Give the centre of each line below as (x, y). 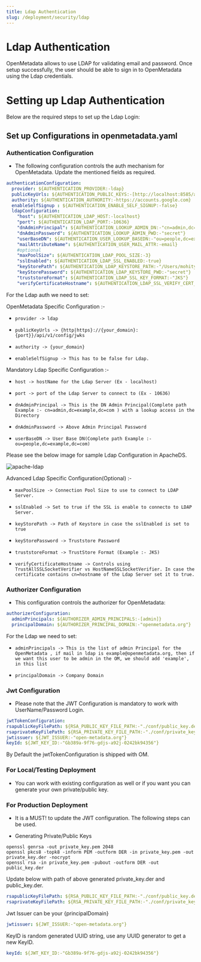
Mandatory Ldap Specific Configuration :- (58, 369)
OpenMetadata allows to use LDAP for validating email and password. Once (99, 63)
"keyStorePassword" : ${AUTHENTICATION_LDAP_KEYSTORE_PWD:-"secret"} (104, 272)
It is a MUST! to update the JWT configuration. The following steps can (102, 818)
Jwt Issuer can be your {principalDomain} (57, 913)
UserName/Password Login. (50, 709)
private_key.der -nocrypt (38, 857)
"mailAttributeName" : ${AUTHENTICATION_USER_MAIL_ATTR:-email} (98, 244)
